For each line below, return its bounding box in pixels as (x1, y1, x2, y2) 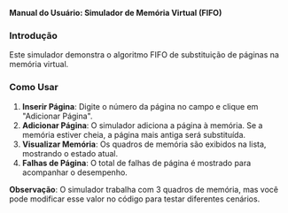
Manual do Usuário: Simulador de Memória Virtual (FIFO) (9, 8, 222, 18)
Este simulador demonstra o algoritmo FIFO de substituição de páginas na (9, 49, 279, 60)
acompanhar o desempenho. (21, 167, 128, 178)
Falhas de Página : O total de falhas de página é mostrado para (21, 157, 252, 168)
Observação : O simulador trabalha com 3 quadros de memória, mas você (9, 184, 279, 194)
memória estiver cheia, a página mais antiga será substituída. (21, 129, 246, 140)
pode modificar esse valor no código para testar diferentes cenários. (9, 194, 261, 204)
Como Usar (9, 81, 59, 94)
